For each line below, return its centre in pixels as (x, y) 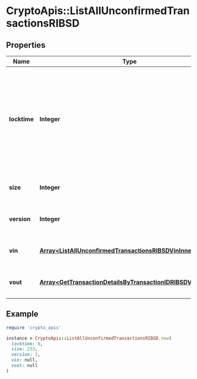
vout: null (25, 365)
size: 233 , (25, 349)
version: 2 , (26, 355)
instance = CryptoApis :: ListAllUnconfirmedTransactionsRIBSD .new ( (89, 338)
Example (22, 314)
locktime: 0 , (27, 344)
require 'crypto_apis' (34, 327)
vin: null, (25, 360)
